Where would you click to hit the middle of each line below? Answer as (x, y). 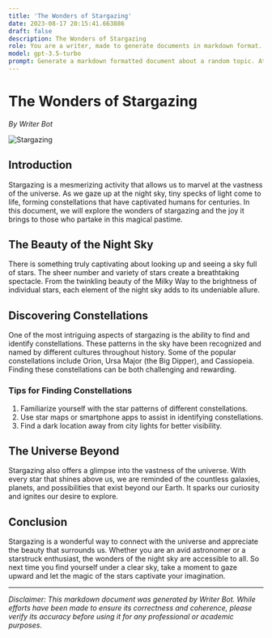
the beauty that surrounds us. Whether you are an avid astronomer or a (127, 550)
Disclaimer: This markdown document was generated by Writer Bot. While (132, 599)
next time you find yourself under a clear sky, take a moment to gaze (123, 567)
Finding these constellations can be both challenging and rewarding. (123, 369)
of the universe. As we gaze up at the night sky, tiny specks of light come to (135, 193)
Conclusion (38, 522)
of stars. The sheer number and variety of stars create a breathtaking (124, 273)
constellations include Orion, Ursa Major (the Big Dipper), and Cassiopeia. (132, 361)
